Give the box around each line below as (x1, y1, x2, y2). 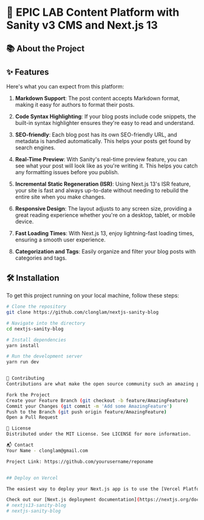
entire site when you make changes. (15, 194, 106, 201)
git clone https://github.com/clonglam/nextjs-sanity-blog (6, 309, 159, 316)
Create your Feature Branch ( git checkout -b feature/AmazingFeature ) (6, 397, 189, 404)
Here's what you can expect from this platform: (6, 83, 124, 90)
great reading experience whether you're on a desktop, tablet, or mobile (15, 212, 195, 219)
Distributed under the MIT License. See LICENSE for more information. (6, 431, 191, 437)
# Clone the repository (6, 303, 67, 310)
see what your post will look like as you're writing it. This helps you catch (15, 162, 198, 169)
